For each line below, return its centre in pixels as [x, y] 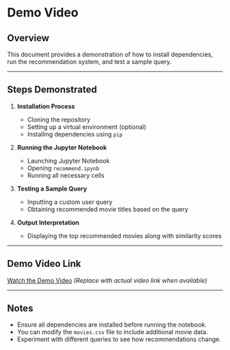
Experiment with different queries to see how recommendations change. [119, 339]
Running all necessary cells [66, 175]
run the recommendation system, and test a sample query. [90, 62]
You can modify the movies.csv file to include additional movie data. [112, 332]
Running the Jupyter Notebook [62, 147]
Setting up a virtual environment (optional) [87, 127]
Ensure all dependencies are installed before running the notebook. [112, 325]
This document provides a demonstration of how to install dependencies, [110, 54]
